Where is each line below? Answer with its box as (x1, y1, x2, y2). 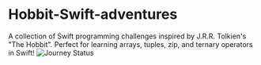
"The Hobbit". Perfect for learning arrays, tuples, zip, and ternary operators (8, 39, 253, 49)
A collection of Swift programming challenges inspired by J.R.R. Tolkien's (8, 31, 247, 41)
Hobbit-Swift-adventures (8, 5, 178, 23)
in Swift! (8, 48, 35, 57)
